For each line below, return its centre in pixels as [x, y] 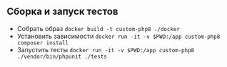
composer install [43, 43]
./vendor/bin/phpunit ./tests [62, 56]
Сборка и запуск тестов [62, 12]
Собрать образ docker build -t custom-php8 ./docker [98, 28]
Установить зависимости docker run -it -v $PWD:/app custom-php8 [118, 36]
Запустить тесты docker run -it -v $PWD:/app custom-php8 [105, 49]
